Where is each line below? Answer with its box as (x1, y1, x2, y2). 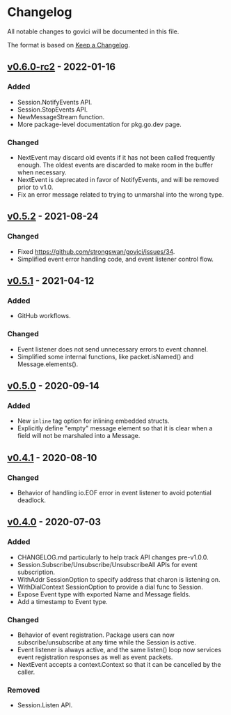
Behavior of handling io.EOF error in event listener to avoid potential (17, 488, 212, 497)
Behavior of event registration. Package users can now (17, 631, 175, 639)
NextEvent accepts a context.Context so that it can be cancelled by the (17, 660, 221, 668)
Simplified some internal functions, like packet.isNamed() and (17, 352, 194, 361)
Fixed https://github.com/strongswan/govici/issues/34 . (17, 247, 175, 255)
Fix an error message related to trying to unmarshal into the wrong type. (17, 190, 224, 199)
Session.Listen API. (17, 701, 73, 709)
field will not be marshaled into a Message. (17, 432, 141, 440)
